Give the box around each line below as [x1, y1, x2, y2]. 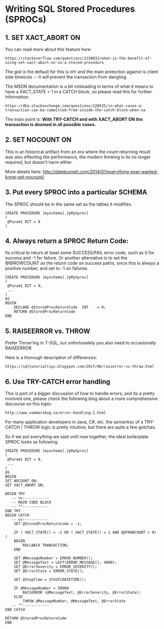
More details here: [5, 168, 42, 175]
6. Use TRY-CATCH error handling [5, 377, 111, 386]
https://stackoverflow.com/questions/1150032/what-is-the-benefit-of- [5, 56, 152, 61]
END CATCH [5, 607, 25, 612]
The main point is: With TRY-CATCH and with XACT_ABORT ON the [5, 116, 143, 122]
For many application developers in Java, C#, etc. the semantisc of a [5, 419, 143, 425]
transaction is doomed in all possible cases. [5, 122, 96, 127]
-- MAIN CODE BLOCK [11, 500, 51, 505]
